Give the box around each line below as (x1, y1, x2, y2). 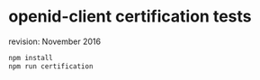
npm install (8, 53, 53, 62)
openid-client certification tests (8, 6, 252, 27)
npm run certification (8, 61, 94, 71)
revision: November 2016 (8, 36, 101, 47)
